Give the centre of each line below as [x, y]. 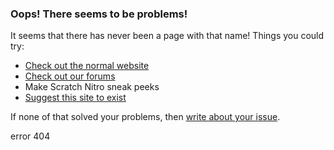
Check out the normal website [87, 66]
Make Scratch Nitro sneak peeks [92, 87]
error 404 [30, 136]
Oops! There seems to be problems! [99, 14]
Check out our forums [70, 76]
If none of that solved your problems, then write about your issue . [145, 117]
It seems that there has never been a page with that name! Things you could [167, 36]
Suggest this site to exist [75, 98]
